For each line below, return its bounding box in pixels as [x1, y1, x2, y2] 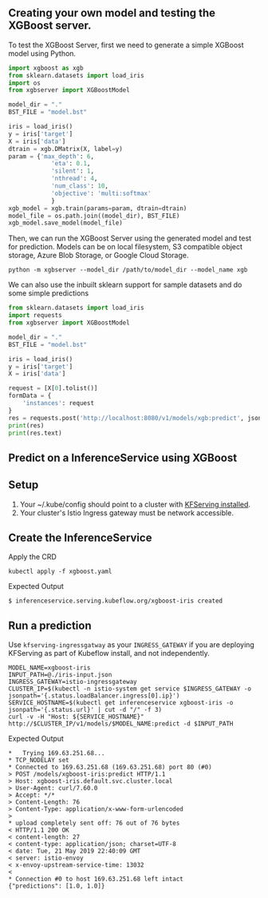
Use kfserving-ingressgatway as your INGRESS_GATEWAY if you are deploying [8, 640, 255, 650]
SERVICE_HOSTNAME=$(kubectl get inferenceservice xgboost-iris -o [8, 699, 234, 707]
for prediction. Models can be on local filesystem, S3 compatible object [8, 242, 243, 252]
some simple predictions [8, 288, 89, 298]
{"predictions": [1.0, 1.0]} [8, 882, 105, 890]
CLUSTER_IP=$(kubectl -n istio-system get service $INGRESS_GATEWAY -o [8, 685, 251, 693]
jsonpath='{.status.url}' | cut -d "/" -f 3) [8, 706, 162, 714]
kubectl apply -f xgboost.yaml [8, 567, 112, 576]
